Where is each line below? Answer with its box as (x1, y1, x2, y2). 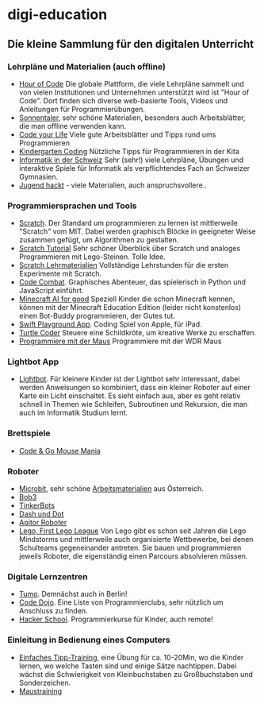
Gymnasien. (18, 172, 59, 181)
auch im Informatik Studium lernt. (18, 408, 128, 418)
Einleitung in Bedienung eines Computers (7, 634, 171, 645)
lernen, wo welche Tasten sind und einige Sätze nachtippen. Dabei (18, 661, 237, 671)
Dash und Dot (18, 509, 64, 519)
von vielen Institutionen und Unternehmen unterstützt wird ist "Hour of (18, 87, 250, 97)
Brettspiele (7, 427, 51, 439)
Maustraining (18, 686, 63, 696)
